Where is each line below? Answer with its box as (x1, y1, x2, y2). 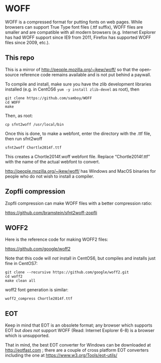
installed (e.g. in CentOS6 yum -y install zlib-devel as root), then (5, 86, 140, 92)
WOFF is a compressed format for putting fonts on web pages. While (5, 19, 143, 25)
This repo (5, 54, 35, 62)
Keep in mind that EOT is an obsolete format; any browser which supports (5, 322, 153, 328)
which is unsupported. (5, 333, 50, 339)
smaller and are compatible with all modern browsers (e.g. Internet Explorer (5, 29, 156, 35)
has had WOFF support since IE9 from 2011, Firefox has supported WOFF (5, 34, 151, 40)
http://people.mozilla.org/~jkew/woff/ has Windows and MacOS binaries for (5, 168, 156, 174)
